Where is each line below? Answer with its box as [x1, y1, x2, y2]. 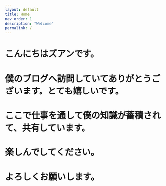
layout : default [5, 7, 39, 12]
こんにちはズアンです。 [5, 48, 100, 60]
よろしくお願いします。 [5, 171, 100, 183]
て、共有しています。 [5, 122, 90, 134]
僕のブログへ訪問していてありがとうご [5, 73, 161, 84]
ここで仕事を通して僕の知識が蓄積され [5, 110, 161, 121]
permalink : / [5, 26, 32, 31]
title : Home [5, 12, 30, 17]
